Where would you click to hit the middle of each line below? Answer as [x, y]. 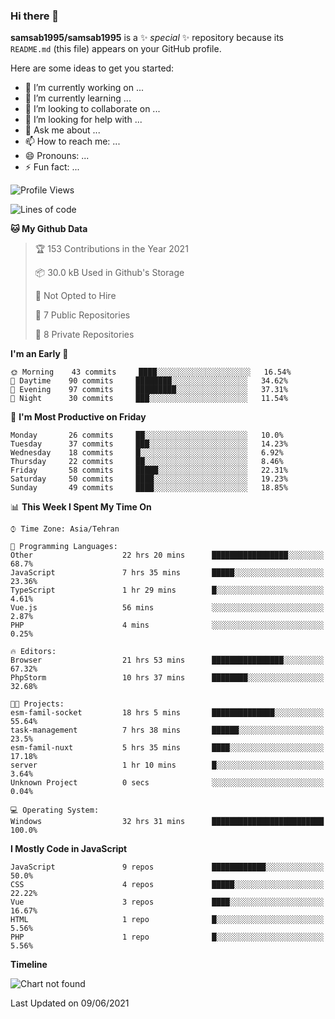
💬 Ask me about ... [62, 130]
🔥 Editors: [33, 652]
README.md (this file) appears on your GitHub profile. [116, 49]
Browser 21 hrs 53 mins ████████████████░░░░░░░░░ [167, 660]
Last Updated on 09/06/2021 [70, 1003]
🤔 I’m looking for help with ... [83, 120]
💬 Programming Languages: [64, 547]
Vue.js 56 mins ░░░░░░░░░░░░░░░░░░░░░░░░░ [167, 608]
